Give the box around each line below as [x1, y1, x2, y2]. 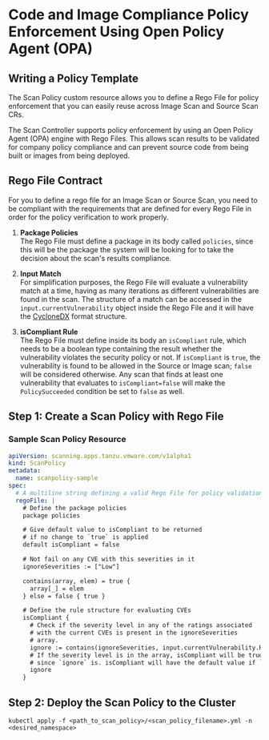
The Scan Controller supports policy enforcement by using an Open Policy [8, 126, 254, 135]
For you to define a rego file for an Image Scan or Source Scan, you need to [8, 195, 258, 205]
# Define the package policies [22, 504, 127, 512]
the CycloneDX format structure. [19, 311, 127, 321]
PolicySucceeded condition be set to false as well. [19, 386, 184, 396]
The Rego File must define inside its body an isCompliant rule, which [19, 335, 247, 345]
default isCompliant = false [22, 541, 120, 549]
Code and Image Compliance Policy [8, 6, 250, 24]
